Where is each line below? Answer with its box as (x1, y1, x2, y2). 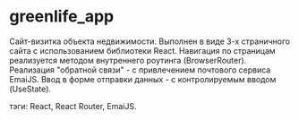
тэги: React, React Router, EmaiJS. (9, 100, 137, 111)
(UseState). (9, 83, 52, 94)
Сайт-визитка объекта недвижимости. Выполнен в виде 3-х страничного (9, 36, 291, 47)
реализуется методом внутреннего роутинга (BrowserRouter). (9, 55, 247, 65)
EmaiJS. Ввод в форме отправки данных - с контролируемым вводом (9, 73, 277, 84)
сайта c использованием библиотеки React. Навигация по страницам (9, 45, 276, 56)
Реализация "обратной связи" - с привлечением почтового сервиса (9, 64, 271, 75)
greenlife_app (9, 6, 115, 27)
